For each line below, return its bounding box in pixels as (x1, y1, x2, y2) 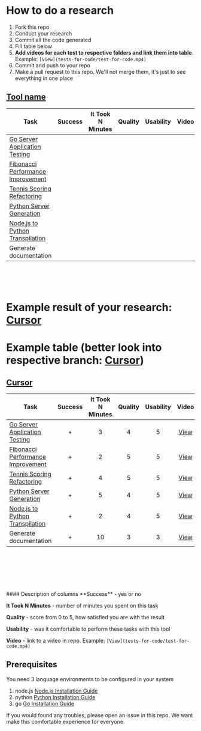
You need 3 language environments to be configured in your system (6, 675, 174, 682)
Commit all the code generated (14, 36, 92, 43)
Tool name (6, 92, 46, 102)
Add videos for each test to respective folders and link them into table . (14, 49, 194, 56)
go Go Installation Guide (14, 700, 75, 707)
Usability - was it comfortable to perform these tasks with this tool (6, 625, 170, 632)
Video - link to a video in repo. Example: (6, 637, 105, 644)
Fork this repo (14, 23, 50, 31)
